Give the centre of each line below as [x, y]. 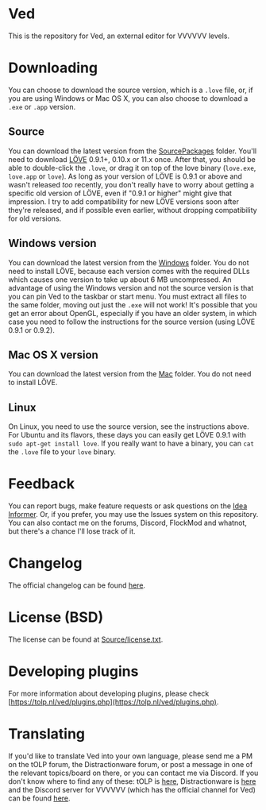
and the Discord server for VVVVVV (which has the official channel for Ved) [132, 789]
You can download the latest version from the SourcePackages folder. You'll [132, 151]
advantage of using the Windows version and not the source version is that [131, 287]
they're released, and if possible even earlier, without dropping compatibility [133, 210]
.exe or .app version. [42, 106]
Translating [47, 734]
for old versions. [35, 218]
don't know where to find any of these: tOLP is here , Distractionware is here [132, 781]
